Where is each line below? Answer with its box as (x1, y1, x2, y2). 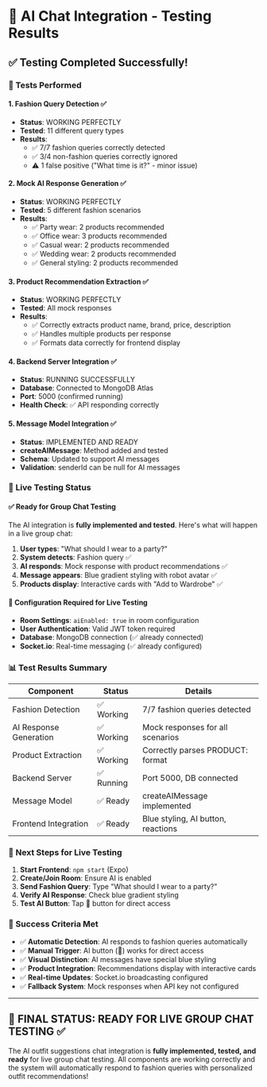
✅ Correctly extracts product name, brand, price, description (31, 320, 231, 330)
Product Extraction (12, 750, 82, 761)
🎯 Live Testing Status (8, 482, 91, 493)
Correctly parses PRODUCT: (142, 745, 249, 756)
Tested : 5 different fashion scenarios (19, 205, 141, 215)
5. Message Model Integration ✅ (8, 419, 117, 428)
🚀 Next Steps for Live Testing (8, 847, 122, 858)
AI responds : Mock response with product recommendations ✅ (19, 561, 228, 571)
